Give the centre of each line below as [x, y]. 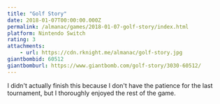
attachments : [26, 46]
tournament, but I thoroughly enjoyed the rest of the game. [91, 93]
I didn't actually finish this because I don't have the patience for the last [110, 85]
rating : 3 [22, 40]
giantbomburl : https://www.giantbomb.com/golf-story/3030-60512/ [104, 66]
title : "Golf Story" [37, 14]
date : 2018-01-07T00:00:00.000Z [54, 20]
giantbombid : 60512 [36, 59]
